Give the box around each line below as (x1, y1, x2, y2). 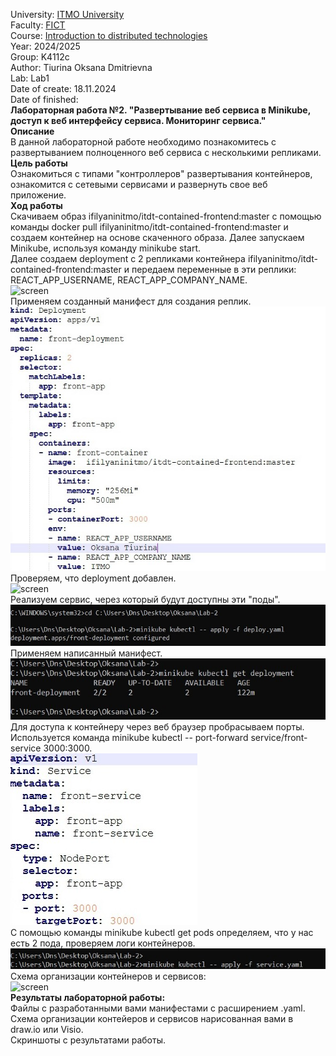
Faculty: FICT (10, 19, 66, 31)
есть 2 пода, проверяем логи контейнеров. (10, 937, 196, 949)
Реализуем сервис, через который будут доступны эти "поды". (10, 594, 281, 606)
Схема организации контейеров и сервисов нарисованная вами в (10, 1012, 294, 1024)
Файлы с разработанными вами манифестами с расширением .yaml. (10, 1002, 306, 1014)
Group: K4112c (10, 51, 70, 63)
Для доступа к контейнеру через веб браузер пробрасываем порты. (10, 721, 305, 733)
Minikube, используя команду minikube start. (10, 242, 202, 254)
